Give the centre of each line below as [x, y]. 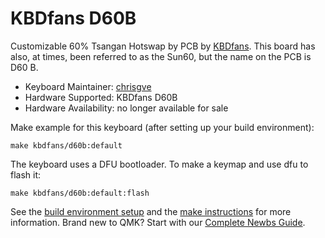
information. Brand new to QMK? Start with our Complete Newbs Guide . [158, 222]
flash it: [26, 174]
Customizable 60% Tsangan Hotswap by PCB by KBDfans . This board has [163, 46]
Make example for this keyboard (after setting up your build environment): [162, 127]
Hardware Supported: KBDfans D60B [101, 97]
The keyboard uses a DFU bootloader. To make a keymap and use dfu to [159, 164]
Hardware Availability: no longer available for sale [126, 108]
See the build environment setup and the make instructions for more [151, 211]
